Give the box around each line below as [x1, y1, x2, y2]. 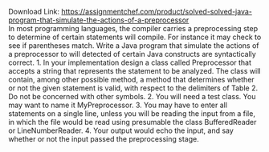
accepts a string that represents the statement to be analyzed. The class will [8, 66, 261, 75]
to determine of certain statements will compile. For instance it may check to [8, 32, 262, 42]
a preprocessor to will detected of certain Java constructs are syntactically [8, 50, 257, 58]
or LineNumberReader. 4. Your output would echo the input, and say [8, 126, 234, 135]
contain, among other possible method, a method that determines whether [8, 75, 255, 84]
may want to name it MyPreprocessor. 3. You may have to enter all [8, 100, 227, 110]
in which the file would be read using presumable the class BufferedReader [8, 118, 257, 126]
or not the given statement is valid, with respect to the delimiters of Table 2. [8, 83, 259, 93]
